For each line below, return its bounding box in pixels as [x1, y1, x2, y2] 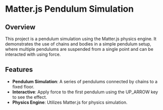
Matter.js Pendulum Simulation [5, 3, 134, 15]
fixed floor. [12, 84, 34, 89]
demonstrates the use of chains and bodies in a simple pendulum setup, [5, 41, 152, 47]
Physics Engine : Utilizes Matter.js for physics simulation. [12, 99, 128, 105]
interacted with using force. [5, 51, 61, 57]
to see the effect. [12, 94, 47, 100]
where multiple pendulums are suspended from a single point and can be [5, 46, 154, 52]
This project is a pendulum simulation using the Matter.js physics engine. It [5, 36, 157, 42]
